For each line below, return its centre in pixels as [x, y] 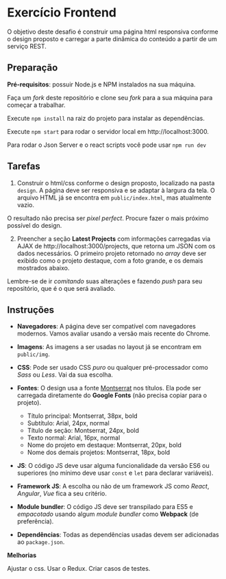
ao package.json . [41, 542]
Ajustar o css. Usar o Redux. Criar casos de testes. [79, 569]
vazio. [26, 204]
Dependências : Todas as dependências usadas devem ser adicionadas [118, 535]
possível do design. [35, 225]
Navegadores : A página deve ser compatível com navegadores [106, 327]
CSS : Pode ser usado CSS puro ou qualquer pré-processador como [113, 368]
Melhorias [22, 555]
